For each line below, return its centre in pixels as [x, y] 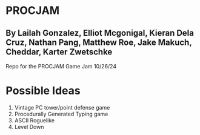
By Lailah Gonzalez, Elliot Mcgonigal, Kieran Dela [100, 33]
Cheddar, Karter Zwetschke [59, 52]
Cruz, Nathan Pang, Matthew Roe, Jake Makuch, [99, 42]
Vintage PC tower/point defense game [62, 107]
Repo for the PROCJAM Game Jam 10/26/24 [61, 66]
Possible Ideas [43, 91]
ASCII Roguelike [35, 120]
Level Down [29, 127]
